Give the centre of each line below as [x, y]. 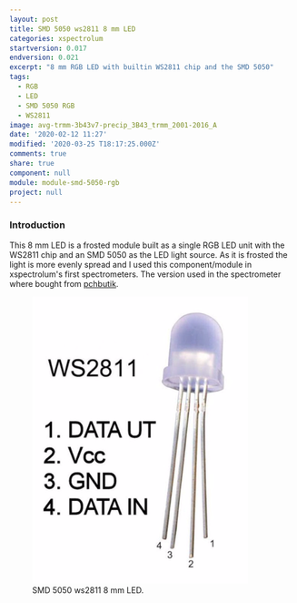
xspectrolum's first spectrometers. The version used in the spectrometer [145, 274]
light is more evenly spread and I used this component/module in [131, 264]
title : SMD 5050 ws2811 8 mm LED [73, 29]
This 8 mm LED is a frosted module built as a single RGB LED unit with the [147, 245]
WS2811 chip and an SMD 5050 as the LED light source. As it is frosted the [148, 254]
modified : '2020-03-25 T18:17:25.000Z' [85, 144]
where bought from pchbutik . [64, 283]
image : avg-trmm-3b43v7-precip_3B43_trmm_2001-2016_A [114, 125]
